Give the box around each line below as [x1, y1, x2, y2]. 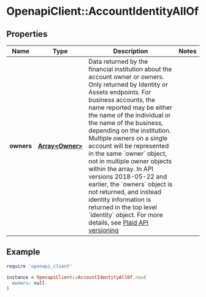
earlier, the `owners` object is [88, 180, 173, 188]
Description [113, 47, 148, 55]
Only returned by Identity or [88, 80, 169, 88]
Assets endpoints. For [88, 88, 151, 96]
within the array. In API [88, 164, 154, 173]
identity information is [88, 195, 151, 204]
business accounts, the [88, 96, 155, 104]
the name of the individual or [88, 111, 171, 119]
